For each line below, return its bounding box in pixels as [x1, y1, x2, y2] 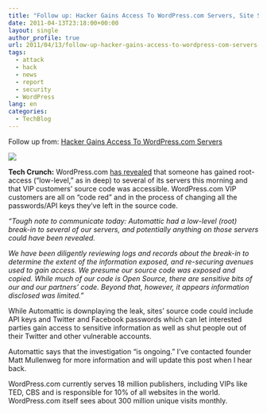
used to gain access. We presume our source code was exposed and [8, 265, 236, 275]
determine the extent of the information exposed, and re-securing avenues [8, 257, 254, 266]
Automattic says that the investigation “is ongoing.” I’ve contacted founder [8, 346, 252, 356]
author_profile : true [8, 33, 80, 42]
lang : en [8, 100, 37, 108]
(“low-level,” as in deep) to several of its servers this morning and [33, 176, 248, 185]
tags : [8, 48, 26, 56]
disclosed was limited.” [8, 291, 84, 300]
